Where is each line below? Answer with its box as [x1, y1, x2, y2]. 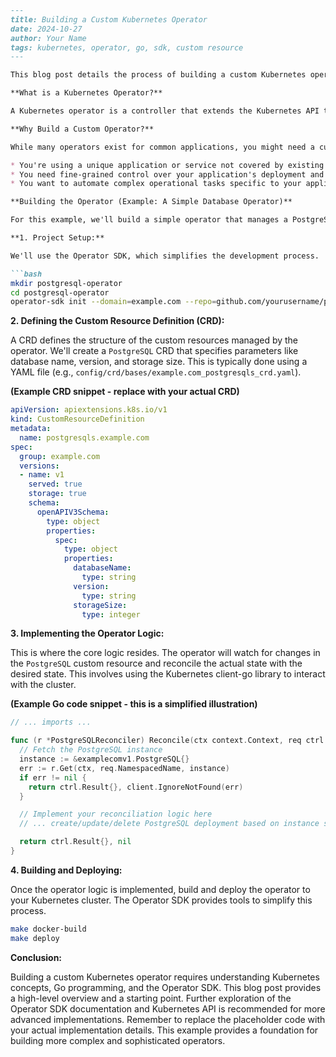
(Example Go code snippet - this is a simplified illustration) [10, 698, 258, 710]
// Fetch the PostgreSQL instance [19, 745, 163, 755]
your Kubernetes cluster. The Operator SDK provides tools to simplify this [10, 894, 313, 906]
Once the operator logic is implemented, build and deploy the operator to [10, 883, 311, 895]
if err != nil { [19, 772, 87, 783]
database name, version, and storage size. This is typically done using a [10, 356, 308, 368]
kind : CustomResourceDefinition [10, 414, 145, 425]
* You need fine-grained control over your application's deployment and [10, 169, 325, 180]
